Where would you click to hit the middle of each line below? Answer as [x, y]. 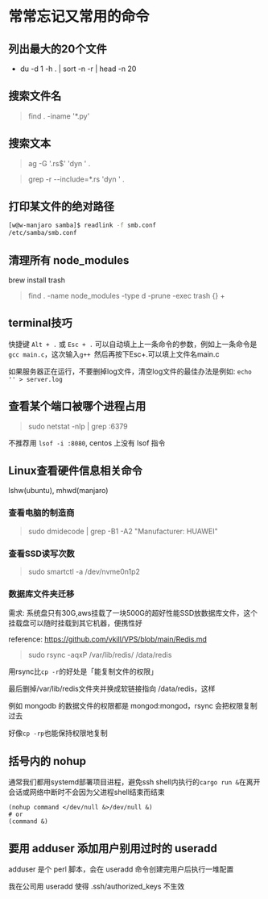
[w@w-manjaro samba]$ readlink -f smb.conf [82, 226]
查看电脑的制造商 [41, 513]
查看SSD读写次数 [41, 554]
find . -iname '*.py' [59, 116]
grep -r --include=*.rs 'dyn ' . [76, 179]
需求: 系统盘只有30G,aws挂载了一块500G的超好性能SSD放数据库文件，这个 [133, 613]
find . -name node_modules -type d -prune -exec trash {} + [126, 296]
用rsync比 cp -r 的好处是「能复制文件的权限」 [83, 671]
